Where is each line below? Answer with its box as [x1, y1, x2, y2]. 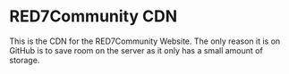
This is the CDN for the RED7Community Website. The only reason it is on [9, 36, 281, 46]
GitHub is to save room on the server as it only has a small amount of [9, 45, 264, 55]
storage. [9, 54, 40, 65]
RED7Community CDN [9, 6, 177, 27]
